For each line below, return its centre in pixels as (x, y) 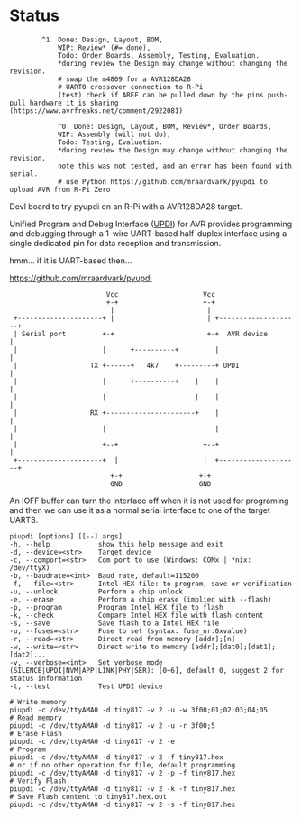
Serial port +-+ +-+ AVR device (145, 334)
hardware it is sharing (74, 103)
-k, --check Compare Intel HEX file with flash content (137, 615)
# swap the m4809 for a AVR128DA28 (124, 79)
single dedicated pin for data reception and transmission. (115, 243)
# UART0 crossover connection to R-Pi (130, 87)
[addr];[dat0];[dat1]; (233, 647)
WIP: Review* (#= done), (104, 47)
